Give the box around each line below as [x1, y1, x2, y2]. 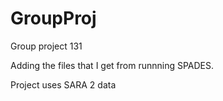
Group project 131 [10, 40, 83, 52]
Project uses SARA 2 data [10, 78, 117, 91]
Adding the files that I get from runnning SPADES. [10, 59, 215, 71]
